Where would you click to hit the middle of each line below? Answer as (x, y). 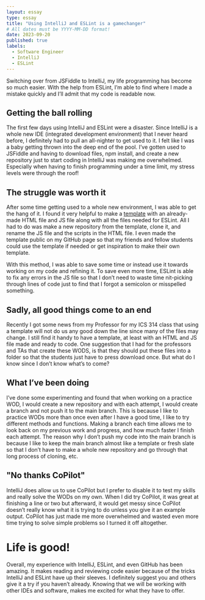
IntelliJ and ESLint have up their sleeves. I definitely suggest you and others (101, 577)
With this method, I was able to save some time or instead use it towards (97, 264)
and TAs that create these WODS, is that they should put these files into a (99, 350)
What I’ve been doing (48, 383)
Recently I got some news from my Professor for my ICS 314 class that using (103, 324)
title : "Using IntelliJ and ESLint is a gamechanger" (76, 23)
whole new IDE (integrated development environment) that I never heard (97, 134)
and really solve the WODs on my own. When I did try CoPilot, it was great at (103, 497)
